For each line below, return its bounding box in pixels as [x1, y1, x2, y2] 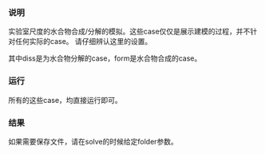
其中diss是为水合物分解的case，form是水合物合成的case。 [8, 53, 202, 63]
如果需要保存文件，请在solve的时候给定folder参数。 [8, 136, 178, 146]
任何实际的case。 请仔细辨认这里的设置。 [14, 37, 152, 46]
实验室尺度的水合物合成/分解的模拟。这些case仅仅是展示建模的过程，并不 [8, 26, 251, 37]
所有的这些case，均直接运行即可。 [8, 95, 122, 105]
